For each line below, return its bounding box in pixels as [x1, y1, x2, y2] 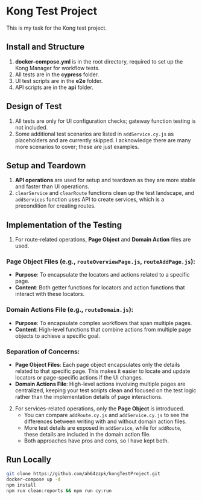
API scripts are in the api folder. [14, 84, 93, 91]
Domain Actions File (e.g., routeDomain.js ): [6, 306, 134, 314]
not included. [14, 123, 48, 131]
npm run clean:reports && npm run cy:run [6, 487, 112, 494]
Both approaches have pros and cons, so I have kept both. [24, 437, 169, 444]
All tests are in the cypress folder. [14, 71, 99, 78]
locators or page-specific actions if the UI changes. [14, 374, 144, 381]
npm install [6, 482, 36, 488]
